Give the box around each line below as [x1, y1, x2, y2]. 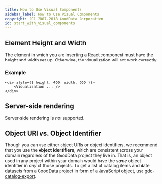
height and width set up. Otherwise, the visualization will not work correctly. [5, 57, 158, 63]
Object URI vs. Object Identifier [5, 129, 101, 137]
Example [5, 69, 26, 76]
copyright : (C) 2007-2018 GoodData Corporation [5, 16, 104, 21]
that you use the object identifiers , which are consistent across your [5, 147, 143, 153]
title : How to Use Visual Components [5, 7, 82, 12]
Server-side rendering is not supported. [5, 115, 85, 121]
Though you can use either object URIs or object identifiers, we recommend [5, 142, 158, 148]
